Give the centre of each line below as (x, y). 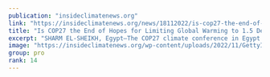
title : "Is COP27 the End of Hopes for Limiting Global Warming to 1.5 (131, 30)
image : (19, 46)
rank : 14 (23, 61)
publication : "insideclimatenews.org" (73, 16)
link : (17, 23)
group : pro (27, 53)
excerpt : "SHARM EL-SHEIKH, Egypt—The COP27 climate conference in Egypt (135, 38)
